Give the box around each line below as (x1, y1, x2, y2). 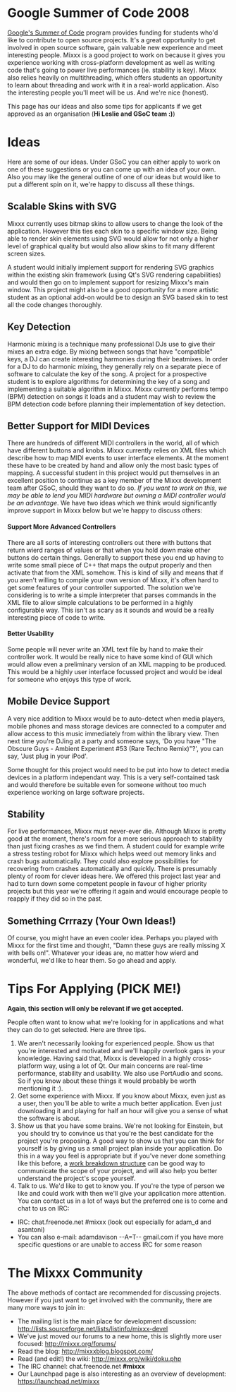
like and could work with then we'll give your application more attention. (17, 1189, 227, 1198)
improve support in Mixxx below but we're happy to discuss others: (7, 506, 203, 515)
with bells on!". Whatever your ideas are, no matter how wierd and (7, 949, 199, 957)
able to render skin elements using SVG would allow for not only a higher (7, 234, 218, 243)
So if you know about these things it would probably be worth (17, 1076, 197, 1085)
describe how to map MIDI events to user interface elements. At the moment (7, 454, 229, 462)
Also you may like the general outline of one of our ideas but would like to (7, 172, 221, 181)
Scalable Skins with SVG (7, 200, 117, 212)
